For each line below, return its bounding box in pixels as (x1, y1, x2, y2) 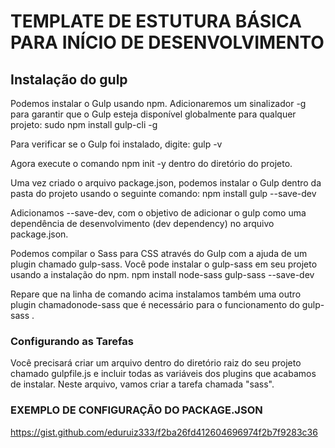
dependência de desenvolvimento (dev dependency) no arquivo (10, 218, 275, 229)
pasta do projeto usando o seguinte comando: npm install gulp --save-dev (10, 188, 317, 199)
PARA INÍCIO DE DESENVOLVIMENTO (10, 31, 325, 54)
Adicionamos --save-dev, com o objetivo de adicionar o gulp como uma (10, 207, 307, 219)
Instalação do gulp (10, 71, 128, 88)
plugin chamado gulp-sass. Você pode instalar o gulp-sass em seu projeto (10, 258, 318, 270)
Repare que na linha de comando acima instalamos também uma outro (10, 288, 302, 300)
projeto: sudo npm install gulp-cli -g (10, 119, 158, 130)
